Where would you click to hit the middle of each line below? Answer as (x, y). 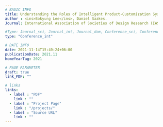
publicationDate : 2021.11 (31, 54)
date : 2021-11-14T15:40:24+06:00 (39, 50)
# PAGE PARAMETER (23, 68)
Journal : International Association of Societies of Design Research (77, 23)
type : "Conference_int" (29, 36)
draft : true (17, 72)
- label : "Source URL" (33, 112)
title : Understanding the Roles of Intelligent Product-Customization (78, 14)
